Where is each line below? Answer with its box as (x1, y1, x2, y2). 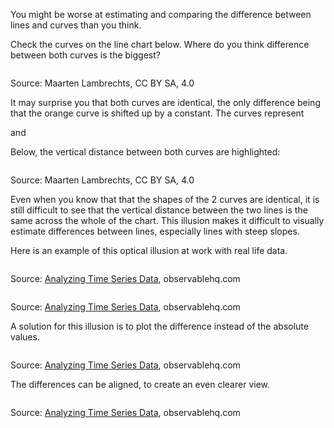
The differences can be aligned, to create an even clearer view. (10, 379, 271, 390)
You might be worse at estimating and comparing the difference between (10, 9, 312, 20)
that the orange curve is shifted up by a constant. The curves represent (10, 107, 305, 119)
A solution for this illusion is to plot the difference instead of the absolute (10, 320, 309, 332)
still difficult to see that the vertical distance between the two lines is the (10, 204, 308, 216)
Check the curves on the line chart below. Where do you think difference (10, 39, 310, 50)
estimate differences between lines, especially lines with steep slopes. (10, 225, 300, 237)
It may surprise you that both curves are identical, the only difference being (10, 97, 321, 108)
